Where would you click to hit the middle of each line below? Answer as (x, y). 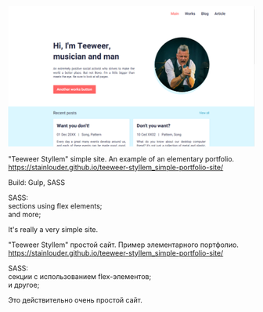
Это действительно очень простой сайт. (76, 299)
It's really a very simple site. (53, 229)
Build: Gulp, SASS (37, 182)
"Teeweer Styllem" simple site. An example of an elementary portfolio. (121, 158)
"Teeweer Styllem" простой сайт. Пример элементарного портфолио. (123, 245)
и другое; (24, 285)
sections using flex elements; (55, 205)
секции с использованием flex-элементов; (80, 276)
